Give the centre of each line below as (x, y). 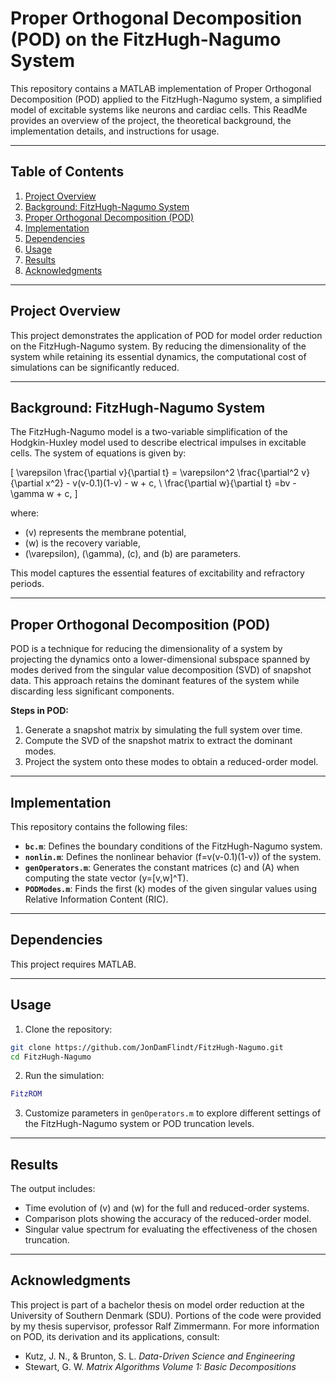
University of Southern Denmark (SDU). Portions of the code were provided (166, 1315)
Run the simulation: (64, 1076)
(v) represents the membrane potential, (105, 533)
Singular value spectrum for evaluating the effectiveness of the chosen (171, 1229)
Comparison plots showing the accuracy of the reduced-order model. (168, 1219)
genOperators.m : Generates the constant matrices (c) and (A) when (162, 867)
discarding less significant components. (92, 691)
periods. (27, 584)
